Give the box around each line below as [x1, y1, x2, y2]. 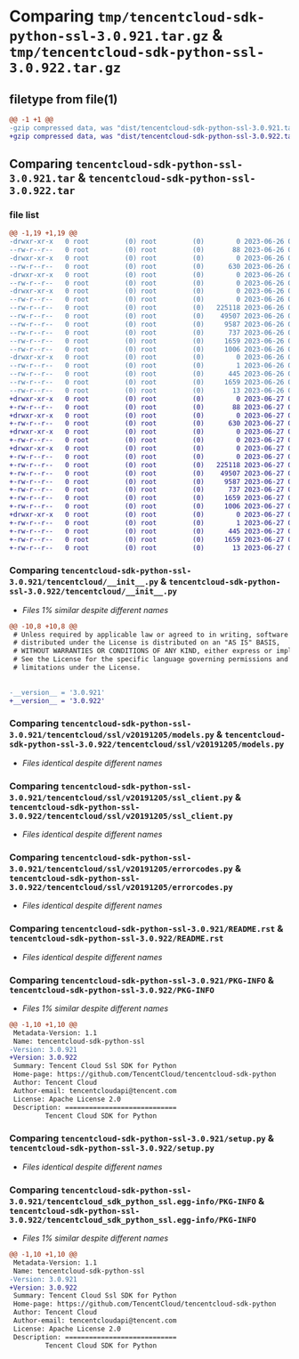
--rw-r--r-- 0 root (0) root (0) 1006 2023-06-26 [9, 344, 285, 353]
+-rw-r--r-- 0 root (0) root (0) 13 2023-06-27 [9, 543, 285, 553]
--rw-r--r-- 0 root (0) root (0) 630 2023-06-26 [9, 262, 285, 271]
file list [9, 208, 40, 221]
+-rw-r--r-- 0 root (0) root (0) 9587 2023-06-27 [9, 477, 285, 486]
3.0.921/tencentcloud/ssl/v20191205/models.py [9, 730, 215, 740]
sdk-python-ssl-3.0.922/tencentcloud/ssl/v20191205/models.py [9, 740, 285, 749]
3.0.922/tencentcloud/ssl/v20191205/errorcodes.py [9, 883, 233, 892]
